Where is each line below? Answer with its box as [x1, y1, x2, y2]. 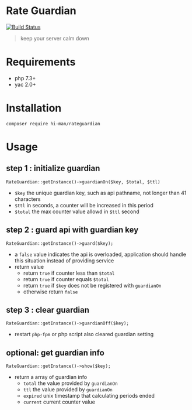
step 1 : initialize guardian [6, 163, 100, 173]
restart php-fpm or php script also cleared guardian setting [14, 331, 154, 338]
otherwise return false [23, 288, 78, 295]
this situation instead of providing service [14, 257, 114, 264]
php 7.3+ [14, 74, 36, 81]
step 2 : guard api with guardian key [6, 225, 139, 235]
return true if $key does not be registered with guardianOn [23, 282, 162, 289]
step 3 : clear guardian [6, 305, 89, 315]
